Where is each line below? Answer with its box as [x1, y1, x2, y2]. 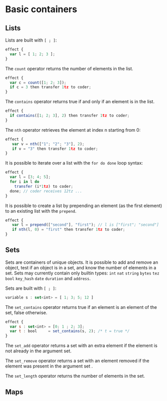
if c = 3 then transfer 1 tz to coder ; [10, 85, 92, 90]
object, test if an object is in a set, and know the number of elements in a [5, 264, 156, 270]
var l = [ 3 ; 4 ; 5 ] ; [10, 175, 51, 180]
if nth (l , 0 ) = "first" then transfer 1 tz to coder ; [12, 227, 125, 232]
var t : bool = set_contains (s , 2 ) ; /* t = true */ [10, 329, 130, 334]
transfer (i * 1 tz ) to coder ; [14, 184, 73, 189]
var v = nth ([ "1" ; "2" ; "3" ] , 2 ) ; [12, 141, 85, 146]
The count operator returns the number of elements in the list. [5, 65, 134, 71]
